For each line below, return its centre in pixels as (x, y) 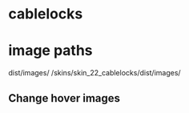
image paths (51, 51)
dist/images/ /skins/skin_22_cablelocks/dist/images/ (95, 73)
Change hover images (64, 98)
